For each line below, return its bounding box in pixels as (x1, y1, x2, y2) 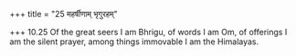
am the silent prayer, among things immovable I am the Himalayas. (9, 36, 259, 47)
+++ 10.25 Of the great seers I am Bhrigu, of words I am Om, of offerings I (9, 27, 288, 37)
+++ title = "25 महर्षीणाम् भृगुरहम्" (9, 9, 119, 19)
